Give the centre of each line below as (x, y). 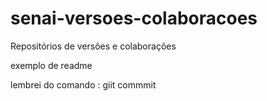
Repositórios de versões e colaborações (93, 46)
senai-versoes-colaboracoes (134, 18)
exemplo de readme (51, 65)
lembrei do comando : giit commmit (83, 84)
